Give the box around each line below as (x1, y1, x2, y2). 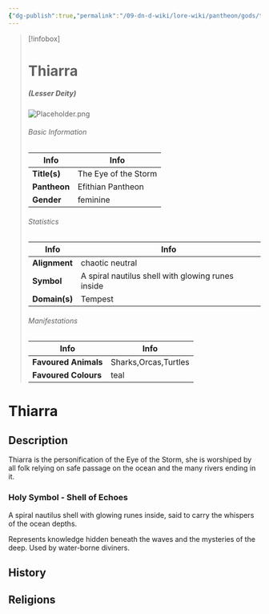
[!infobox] (27, 34, 61, 43)
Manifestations (27, 316, 78, 325)
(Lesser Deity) (27, 89, 77, 99)
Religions (8, 593, 56, 607)
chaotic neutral (80, 257, 138, 269)
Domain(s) (31, 293, 74, 305)
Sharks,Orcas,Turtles (110, 357, 190, 368)
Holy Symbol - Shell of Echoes (8, 492, 128, 503)
